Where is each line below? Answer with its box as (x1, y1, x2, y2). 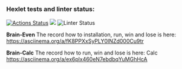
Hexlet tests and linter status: (6, 5, 95, 13)
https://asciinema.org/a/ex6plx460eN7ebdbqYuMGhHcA (6, 56, 148, 63)
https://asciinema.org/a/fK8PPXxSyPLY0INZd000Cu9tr (6, 38, 144, 45)
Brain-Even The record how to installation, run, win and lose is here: (6, 31, 177, 38)
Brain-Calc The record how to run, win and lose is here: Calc (6, 49, 158, 56)
